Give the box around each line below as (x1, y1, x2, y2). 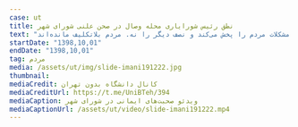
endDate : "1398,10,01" (9, 47, 94, 55)
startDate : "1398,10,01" (9, 38, 102, 47)
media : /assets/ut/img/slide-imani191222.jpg (9, 63, 182, 72)
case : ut (9, 13, 42, 22)
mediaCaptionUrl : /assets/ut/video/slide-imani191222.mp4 (9, 105, 230, 114)
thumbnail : (9, 72, 50, 80)
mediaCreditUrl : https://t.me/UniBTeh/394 (9, 88, 170, 97)
